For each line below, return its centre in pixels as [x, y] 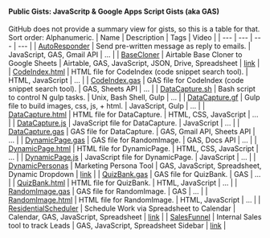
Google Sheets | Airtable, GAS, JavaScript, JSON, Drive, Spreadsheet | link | [134, 64]
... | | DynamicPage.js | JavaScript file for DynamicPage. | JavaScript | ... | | [132, 158]
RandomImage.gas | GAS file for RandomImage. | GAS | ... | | [108, 191]
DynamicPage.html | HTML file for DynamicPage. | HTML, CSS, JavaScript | [133, 149]
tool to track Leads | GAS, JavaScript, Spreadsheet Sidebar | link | [117, 226]
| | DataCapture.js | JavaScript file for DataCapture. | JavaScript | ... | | [124, 123]
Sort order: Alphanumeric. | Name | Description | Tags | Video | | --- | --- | [131, 38]
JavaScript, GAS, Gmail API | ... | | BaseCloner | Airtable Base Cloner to [125, 55]
